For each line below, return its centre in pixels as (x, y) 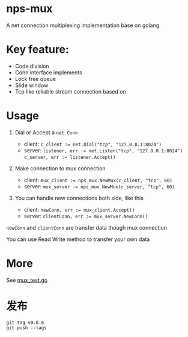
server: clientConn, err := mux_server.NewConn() (86, 216)
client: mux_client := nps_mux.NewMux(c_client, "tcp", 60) (98, 180)
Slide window (32, 85)
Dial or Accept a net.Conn (46, 132)
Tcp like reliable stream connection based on (70, 91)
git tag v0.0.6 (25, 323)
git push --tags (26, 328)
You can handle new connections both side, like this (79, 198)
